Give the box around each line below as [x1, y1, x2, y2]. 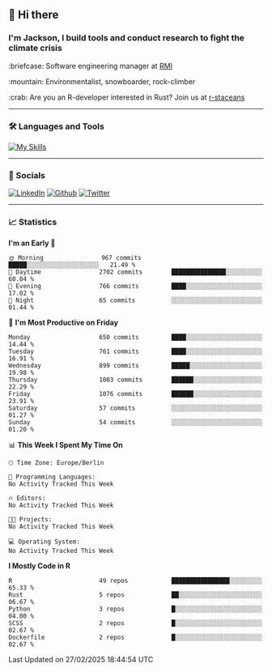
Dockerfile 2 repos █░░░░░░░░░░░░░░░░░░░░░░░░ [8, 633, 263, 641]
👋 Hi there [8, 8, 59, 22]
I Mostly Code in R [8, 560, 71, 571]
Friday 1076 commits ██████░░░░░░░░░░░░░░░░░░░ [8, 389, 263, 398]
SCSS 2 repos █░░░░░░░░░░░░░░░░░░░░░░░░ [8, 619, 263, 627]
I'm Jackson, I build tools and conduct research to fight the [8, 32, 245, 44]
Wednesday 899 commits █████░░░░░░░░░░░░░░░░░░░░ [8, 361, 263, 369]
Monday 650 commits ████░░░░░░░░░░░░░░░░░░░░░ [8, 333, 263, 341]
